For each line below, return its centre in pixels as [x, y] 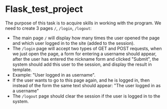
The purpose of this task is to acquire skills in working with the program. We [83, 23]
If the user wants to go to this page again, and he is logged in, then [81, 80]
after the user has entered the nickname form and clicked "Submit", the [85, 59]
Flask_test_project [44, 9]
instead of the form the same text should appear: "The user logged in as [86, 85]
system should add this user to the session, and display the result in [82, 64]
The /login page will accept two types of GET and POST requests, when [87, 48]
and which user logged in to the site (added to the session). [74, 43]
